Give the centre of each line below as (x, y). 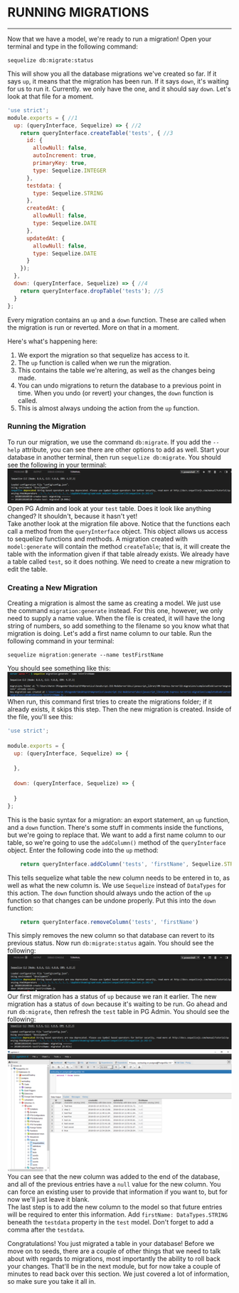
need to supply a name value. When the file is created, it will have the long (116, 619)
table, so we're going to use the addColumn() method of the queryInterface (117, 842)
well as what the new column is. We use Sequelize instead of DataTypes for (117, 885)
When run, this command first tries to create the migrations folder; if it (110, 702)
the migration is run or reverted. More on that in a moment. (93, 327)
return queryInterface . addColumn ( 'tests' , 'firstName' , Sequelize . (122, 864)
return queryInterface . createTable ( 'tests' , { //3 (97, 133)
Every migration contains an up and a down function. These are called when (117, 320)
